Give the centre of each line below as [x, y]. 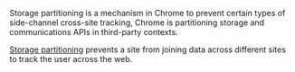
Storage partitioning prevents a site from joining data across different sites [148, 49]
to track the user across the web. [71, 59]
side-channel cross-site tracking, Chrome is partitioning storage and [137, 22]
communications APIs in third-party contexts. [94, 32]
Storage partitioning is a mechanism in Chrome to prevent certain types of [147, 13]
